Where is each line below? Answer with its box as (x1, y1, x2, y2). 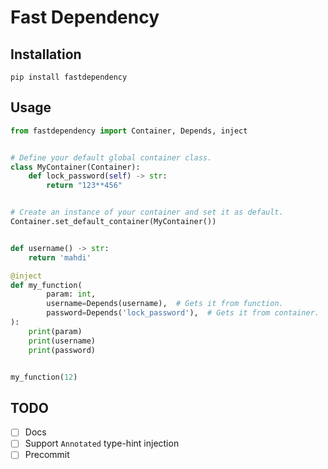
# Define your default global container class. (10, 152, 213, 163)
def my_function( (10, 280, 83, 290)
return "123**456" (46, 181, 123, 191)
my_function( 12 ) (10, 372, 78, 382)
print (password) (28, 345, 97, 355)
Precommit (24, 449, 70, 461)
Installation (10, 46, 82, 63)
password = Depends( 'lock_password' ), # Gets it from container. (46, 308, 320, 318)
